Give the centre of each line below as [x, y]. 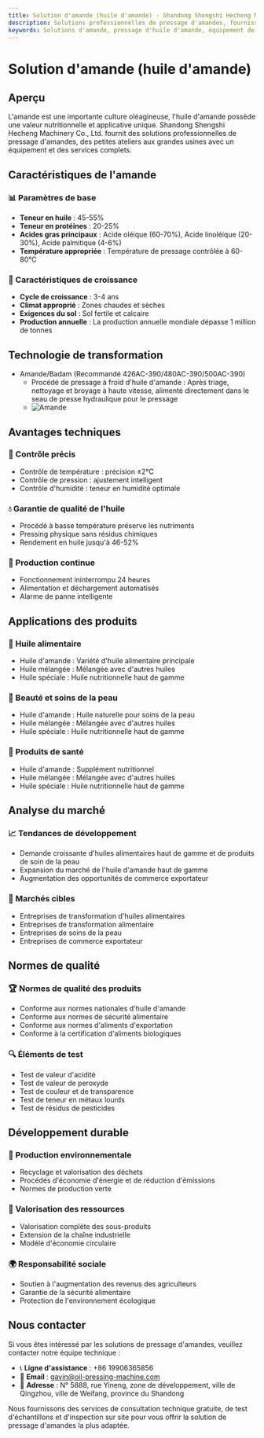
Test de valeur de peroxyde [64, 1083]
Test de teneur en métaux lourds [72, 1099]
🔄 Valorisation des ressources [66, 1209]
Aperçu [27, 98]
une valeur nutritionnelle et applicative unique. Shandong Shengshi [117, 125]
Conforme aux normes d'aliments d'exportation [96, 1025]
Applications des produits [73, 621]
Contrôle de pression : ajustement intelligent [91, 479]
